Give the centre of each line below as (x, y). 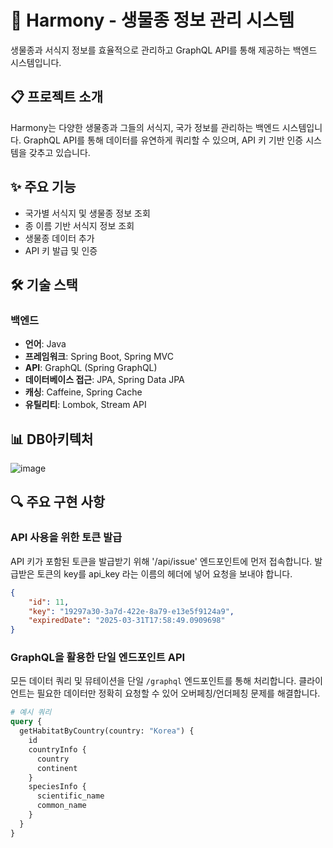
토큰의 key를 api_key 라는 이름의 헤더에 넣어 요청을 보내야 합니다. (164, 573)
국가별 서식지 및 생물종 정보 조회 (87, 213)
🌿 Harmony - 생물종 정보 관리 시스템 (152, 20)
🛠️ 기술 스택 (44, 284)
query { (26, 722)
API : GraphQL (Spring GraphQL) (91, 368)
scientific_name (70, 796)
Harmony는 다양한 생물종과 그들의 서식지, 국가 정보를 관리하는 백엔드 (145, 127)
